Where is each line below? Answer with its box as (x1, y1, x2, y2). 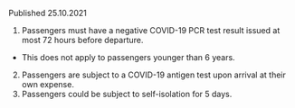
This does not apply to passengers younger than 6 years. (21, 52, 236, 62)
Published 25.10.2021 (8, 8, 88, 18)
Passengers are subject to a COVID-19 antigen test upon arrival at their (21, 69, 287, 80)
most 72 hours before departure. (21, 35, 144, 45)
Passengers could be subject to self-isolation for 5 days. (21, 89, 233, 99)
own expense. (21, 79, 74, 89)
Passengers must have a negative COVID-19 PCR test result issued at (21, 25, 281, 35)
